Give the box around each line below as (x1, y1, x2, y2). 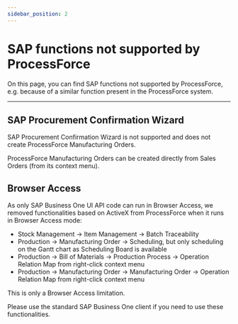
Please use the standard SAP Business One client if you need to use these (7, 303, 224, 311)
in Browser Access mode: (7, 216, 83, 225)
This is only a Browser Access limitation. (7, 289, 125, 298)
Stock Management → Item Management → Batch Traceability (17, 230, 200, 238)
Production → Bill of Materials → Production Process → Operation (17, 252, 210, 261)
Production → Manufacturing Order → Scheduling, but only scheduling (17, 238, 224, 246)
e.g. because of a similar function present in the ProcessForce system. (7, 86, 214, 96)
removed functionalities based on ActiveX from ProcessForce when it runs (7, 208, 225, 217)
